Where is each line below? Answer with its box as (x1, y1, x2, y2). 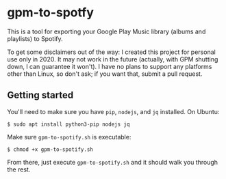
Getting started (7, 89, 74, 101)
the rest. (7, 165, 31, 174)
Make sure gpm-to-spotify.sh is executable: (7, 133, 131, 141)
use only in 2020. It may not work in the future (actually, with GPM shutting (7, 55, 218, 63)
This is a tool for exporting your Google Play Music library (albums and (7, 27, 206, 36)
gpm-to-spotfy (7, 5, 95, 20)
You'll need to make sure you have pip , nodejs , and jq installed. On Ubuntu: (7, 107, 220, 115)
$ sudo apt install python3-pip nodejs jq (7, 121, 130, 128)
